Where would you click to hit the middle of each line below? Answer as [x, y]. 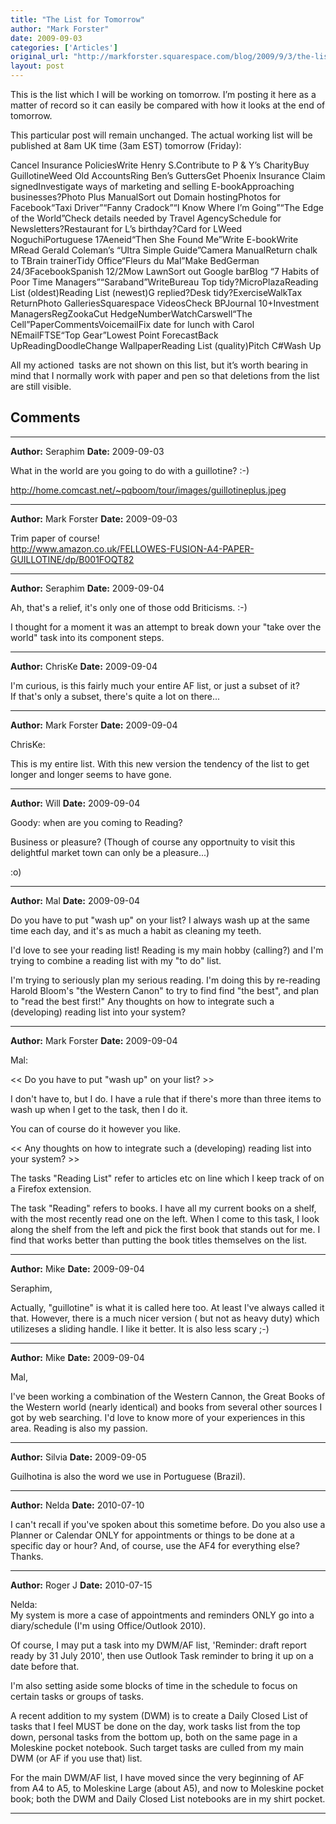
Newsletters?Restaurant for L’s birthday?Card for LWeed [126, 229]
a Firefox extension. [51, 1188]
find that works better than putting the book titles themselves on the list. [159, 1240]
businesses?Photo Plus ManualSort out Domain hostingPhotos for [146, 197]
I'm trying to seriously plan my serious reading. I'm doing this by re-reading [165, 980]
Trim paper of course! [55, 538]
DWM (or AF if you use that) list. [76, 1758]
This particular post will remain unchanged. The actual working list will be [161, 135]
